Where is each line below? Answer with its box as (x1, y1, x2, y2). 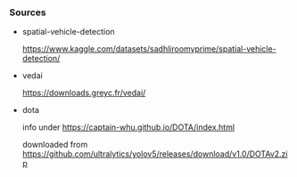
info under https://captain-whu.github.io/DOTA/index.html (21, 122, 235, 133)
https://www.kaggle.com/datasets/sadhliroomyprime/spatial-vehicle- (21, 44, 276, 54)
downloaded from (21, 140, 88, 150)
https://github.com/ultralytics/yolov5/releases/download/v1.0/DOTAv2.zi (21, 149, 288, 159)
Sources (9, 6, 46, 19)
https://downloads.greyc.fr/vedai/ (21, 87, 146, 99)
